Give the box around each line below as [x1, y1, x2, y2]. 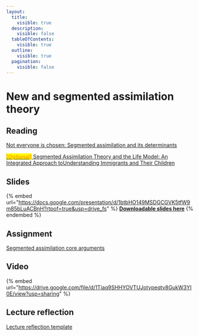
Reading [6, 125, 37, 136]
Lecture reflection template [6, 323, 72, 330]
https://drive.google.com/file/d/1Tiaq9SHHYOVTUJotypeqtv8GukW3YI [18, 284, 192, 291]
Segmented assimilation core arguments [6, 244, 105, 252]
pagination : [11, 58, 42, 64]
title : [11, 14, 28, 20]
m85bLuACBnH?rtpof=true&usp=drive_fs [6, 205, 107, 212]
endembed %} [6, 212, 42, 219]
